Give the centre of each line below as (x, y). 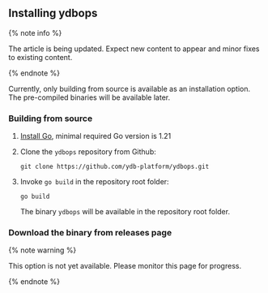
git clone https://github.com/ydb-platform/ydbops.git (115, 167)
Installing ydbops (53, 13)
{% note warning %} (43, 250)
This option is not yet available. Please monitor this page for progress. (125, 266)
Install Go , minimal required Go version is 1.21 (96, 136)
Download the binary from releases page (90, 233)
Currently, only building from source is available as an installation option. (130, 88)
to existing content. (40, 57)
